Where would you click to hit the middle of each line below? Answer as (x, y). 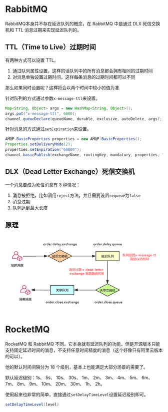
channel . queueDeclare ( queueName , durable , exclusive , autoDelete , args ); (84, 119)
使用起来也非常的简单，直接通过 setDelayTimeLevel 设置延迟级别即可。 (77, 395)
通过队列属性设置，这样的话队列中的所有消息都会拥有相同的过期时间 (82, 70)
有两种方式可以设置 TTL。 (32, 60)
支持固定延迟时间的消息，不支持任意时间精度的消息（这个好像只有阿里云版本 (84, 350)
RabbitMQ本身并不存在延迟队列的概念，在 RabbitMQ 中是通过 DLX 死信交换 (83, 23)
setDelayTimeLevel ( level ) (32, 405)
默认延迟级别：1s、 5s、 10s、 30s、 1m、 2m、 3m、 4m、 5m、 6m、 (79, 378)
